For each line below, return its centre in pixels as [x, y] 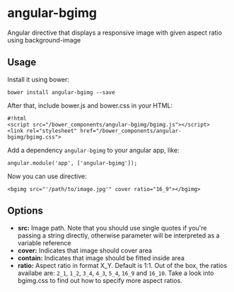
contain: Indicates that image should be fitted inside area [101, 258]
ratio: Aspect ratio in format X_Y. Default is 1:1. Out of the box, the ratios [122, 265]
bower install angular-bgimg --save [61, 92]
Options [25, 211]
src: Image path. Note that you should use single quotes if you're [112, 228]
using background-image [44, 40]
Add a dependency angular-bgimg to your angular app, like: [93, 150]
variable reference [44, 243]
